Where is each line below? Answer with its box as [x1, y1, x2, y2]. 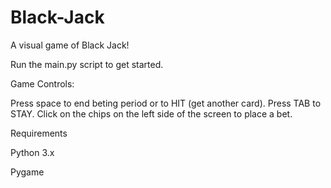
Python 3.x [10, 146, 55, 158]
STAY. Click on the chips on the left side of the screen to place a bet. [10, 107, 293, 120]
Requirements [10, 127, 68, 139]
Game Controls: [10, 77, 75, 90]
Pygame [10, 166, 45, 178]
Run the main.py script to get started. [10, 58, 164, 70]
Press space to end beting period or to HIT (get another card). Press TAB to [10, 97, 322, 109]
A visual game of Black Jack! [10, 39, 130, 51]
